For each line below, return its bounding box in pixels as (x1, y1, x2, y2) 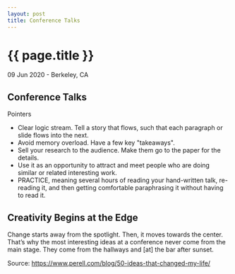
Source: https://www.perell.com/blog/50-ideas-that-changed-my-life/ (7, 259, 210, 268)
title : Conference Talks (7, 17, 80, 24)
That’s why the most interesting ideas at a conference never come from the (7, 238, 226, 246)
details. (17, 153, 40, 162)
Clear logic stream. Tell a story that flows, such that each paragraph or (17, 124, 224, 132)
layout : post (7, 10, 46, 18)
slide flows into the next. (17, 131, 90, 140)
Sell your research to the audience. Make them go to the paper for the (17, 146, 221, 155)
